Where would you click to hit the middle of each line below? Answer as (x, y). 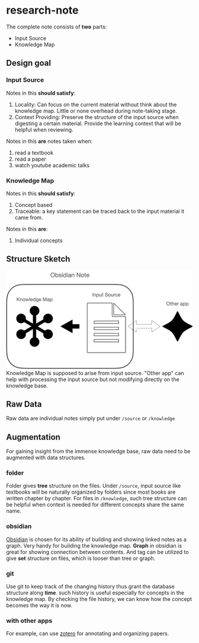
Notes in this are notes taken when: (49, 141)
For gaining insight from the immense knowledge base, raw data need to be (98, 452)
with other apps (29, 620)
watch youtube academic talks (52, 165)
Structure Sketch (38, 259)
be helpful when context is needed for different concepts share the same (95, 505)
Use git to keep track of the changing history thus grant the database (90, 587)
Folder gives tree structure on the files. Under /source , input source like (94, 486)
